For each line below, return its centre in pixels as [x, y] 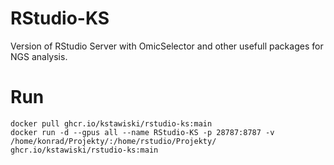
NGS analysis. [39, 56]
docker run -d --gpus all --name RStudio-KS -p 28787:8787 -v [142, 132]
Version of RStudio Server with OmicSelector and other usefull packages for [167, 46]
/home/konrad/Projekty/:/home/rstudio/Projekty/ [113, 141]
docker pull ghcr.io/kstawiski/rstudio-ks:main [111, 123]
